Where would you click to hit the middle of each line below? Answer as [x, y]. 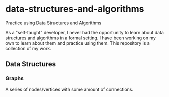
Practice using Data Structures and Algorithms [53, 23]
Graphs [14, 78]
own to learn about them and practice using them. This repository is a [77, 43]
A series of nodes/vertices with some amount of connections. [69, 89]
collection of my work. [29, 48]
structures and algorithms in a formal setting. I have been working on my [81, 38]
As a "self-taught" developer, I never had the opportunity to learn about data [84, 32]
